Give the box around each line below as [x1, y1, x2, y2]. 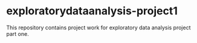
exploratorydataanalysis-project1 [6, 4, 178, 18]
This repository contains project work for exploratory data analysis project [6, 24, 191, 31]
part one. [6, 30, 29, 37]
